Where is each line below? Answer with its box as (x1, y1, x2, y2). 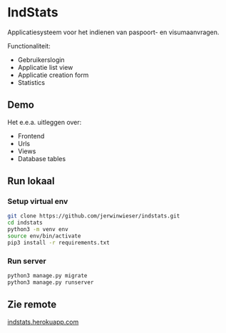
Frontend (17, 131, 45, 140)
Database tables (17, 154, 66, 163)
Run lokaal (7, 175, 55, 188)
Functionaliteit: (7, 41, 51, 50)
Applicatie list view (17, 63, 73, 71)
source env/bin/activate (7, 232, 81, 240)
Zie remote (7, 299, 57, 311)
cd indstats (7, 219, 43, 227)
